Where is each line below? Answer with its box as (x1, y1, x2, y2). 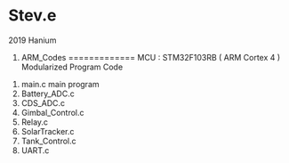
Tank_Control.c (20, 135, 76, 146)
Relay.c (20, 117, 49, 127)
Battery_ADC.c (20, 88, 75, 99)
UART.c (20, 144, 50, 156)
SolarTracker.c (20, 126, 75, 136)
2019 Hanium (8, 35, 57, 45)
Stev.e (8, 5, 57, 26)
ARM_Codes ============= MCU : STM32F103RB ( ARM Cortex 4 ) (20, 52, 281, 62)
